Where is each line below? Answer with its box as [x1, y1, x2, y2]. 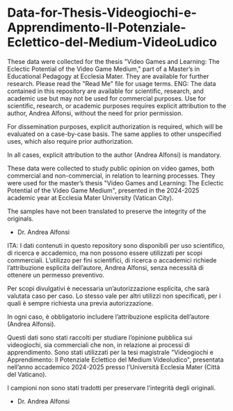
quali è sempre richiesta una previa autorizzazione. [7, 299, 154, 307]
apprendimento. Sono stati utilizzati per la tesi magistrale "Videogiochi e [7, 348, 214, 356]
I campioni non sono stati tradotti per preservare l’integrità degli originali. [7, 383, 216, 392]
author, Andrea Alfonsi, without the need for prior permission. [7, 109, 183, 117]
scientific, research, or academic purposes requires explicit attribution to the [7, 101, 227, 110]
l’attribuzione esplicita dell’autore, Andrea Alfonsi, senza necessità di [7, 263, 204, 271]
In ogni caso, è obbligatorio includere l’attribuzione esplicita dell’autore [7, 312, 210, 321]
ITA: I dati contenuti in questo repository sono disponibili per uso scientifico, [7, 241, 225, 249]
